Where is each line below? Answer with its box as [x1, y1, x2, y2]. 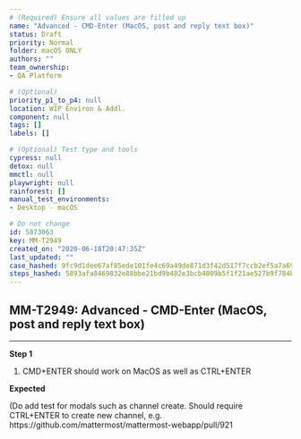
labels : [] [9, 129, 50, 139]
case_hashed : [9, 261, 58, 270]
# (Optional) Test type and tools [9, 145, 139, 155]
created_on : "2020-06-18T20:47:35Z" [9, 244, 146, 253]
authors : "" [9, 55, 54, 63]
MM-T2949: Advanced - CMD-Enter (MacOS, [9, 302, 267, 317]
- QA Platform [9, 72, 63, 80]
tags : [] [9, 121, 42, 130]
